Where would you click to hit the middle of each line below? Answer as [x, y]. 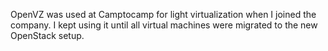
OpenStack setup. [47, 35]
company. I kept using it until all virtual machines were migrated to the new [164, 25]
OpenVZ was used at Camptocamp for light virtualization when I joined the [163, 14]
